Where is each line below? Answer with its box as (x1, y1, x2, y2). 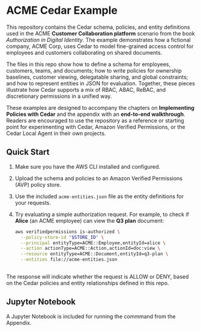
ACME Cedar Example (6, 4, 118, 17)
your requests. (14, 199, 51, 206)
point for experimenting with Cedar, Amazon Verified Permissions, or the (6, 123, 185, 130)
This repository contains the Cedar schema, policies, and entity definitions (6, 23, 190, 31)
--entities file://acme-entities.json (20, 256, 118, 263)
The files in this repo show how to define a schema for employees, (6, 61, 171, 68)
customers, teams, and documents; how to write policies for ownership (6, 67, 182, 74)
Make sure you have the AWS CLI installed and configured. (14, 163, 161, 170)
